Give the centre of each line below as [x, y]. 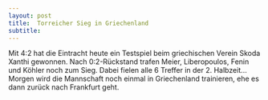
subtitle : [25, 30]
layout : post [30, 16]
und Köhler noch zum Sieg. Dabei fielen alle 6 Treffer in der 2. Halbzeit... [128, 70]
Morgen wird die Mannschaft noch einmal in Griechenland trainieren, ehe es [134, 79]
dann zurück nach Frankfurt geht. [64, 87]
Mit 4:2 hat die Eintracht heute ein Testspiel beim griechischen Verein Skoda [134, 54]
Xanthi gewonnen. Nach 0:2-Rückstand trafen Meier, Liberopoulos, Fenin [129, 62]
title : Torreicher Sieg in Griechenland [79, 23]
